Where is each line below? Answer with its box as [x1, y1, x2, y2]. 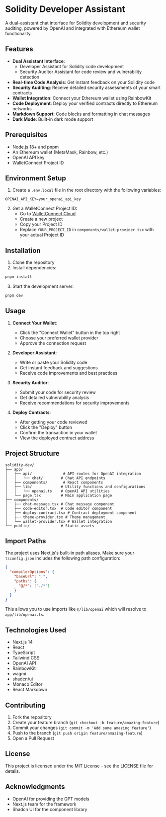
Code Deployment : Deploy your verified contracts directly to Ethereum [12, 100, 158, 106]
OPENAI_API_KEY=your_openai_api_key [5, 197, 81, 202]
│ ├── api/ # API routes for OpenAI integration [5, 471, 141, 476]
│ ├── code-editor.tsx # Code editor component [5, 506, 112, 511]
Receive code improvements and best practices [19, 370, 118, 376]
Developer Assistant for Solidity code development [19, 63, 124, 69]
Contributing [5, 701, 46, 709]
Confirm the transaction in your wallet [19, 429, 97, 435]
